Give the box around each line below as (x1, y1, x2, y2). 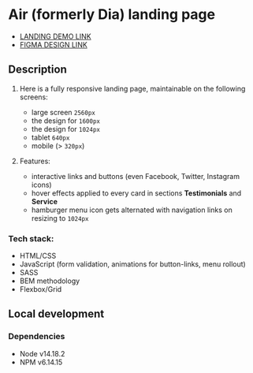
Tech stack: (8, 233, 54, 244)
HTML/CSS (19, 251, 57, 261)
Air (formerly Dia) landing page (8, 6, 215, 24)
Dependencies (8, 331, 65, 342)
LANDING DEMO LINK (19, 32, 92, 41)
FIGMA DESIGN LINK (19, 39, 88, 49)
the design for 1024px (31, 124, 101, 133)
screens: (19, 92, 49, 102)
